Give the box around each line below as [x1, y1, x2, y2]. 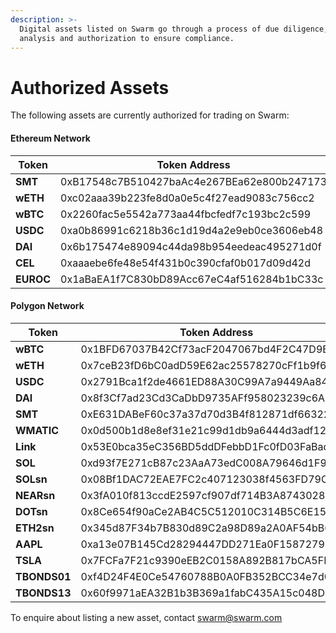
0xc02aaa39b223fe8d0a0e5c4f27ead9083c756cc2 [60, 191, 315, 205]
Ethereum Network [10, 132, 91, 144]
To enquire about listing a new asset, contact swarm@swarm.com [10, 611, 283, 623]
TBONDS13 [15, 586, 72, 600]
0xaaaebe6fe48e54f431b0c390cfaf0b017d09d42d [60, 256, 311, 270]
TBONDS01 [15, 569, 72, 583]
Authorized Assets [10, 76, 170, 99]
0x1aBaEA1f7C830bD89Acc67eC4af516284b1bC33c [60, 272, 324, 286]
